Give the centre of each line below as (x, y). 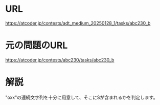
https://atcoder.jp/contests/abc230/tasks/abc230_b (60, 60)
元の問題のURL (37, 45)
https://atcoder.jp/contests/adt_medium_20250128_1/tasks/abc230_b (78, 23)
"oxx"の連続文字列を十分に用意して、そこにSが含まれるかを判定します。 (82, 97)
